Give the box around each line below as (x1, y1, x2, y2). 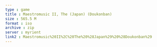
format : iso (5, 21, 32, 26)
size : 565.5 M (5, 16, 37, 21)
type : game (5, 7, 30, 12)
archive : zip (5, 25, 35, 30)
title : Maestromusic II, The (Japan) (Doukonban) (5, 12, 112, 17)
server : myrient (5, 30, 41, 35)
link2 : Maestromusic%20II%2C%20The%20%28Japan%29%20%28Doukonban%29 (5, 35, 153, 40)
